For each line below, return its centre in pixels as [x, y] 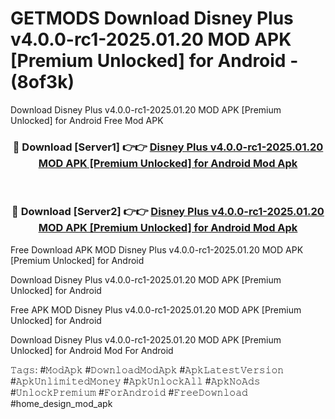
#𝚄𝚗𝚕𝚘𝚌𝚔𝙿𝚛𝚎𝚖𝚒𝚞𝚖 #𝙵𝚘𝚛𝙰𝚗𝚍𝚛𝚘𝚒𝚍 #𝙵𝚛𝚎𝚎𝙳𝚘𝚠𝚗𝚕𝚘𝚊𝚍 [129, 392]
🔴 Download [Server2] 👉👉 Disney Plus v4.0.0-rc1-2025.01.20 [168, 212]
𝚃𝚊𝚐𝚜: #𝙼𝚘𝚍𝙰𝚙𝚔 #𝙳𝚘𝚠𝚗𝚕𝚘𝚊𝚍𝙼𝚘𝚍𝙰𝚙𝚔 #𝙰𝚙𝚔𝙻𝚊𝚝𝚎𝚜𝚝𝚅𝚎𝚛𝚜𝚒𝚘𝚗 [147, 369]
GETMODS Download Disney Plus [152, 18]
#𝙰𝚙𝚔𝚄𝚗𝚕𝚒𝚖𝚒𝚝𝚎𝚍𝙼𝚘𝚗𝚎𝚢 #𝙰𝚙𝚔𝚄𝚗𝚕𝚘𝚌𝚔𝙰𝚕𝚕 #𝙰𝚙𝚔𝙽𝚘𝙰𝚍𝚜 [135, 381]
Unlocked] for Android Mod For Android [92, 350]
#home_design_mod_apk [61, 403]
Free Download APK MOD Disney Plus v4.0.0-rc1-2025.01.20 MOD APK [157, 249]
